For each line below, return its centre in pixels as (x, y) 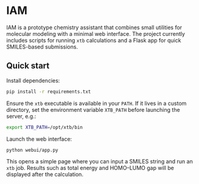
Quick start (28, 66)
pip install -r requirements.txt (49, 92)
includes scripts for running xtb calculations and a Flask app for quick (94, 40)
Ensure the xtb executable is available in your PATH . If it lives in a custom (96, 103)
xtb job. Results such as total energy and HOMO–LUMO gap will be (90, 168)
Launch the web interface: (39, 139)
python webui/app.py (33, 150)
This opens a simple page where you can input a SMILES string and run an (100, 162)
